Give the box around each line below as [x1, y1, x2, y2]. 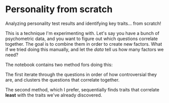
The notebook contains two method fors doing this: [5, 61, 113, 67]
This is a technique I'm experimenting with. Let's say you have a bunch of [5, 30, 159, 36]
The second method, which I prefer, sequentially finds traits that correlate [5, 86, 159, 92]
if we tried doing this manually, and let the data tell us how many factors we [5, 46, 164, 52]
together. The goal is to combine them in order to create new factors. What [5, 41, 162, 47]
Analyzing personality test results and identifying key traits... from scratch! [5, 20, 161, 26]
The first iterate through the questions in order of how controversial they [5, 71, 157, 77]
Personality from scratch [5, 4, 113, 15]
